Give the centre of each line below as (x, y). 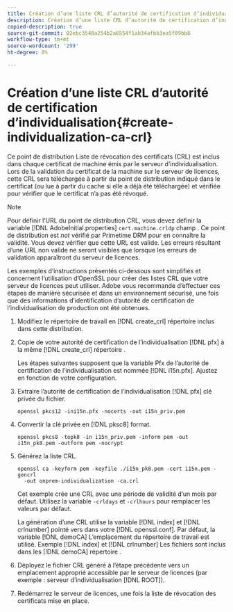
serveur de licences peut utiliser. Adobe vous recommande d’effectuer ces (114, 285)
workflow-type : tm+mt (38, 40)
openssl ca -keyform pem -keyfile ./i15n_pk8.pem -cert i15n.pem (113, 469)
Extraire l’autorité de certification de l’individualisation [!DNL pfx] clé (114, 391)
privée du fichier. (41, 398)
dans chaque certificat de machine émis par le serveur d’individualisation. (113, 163)
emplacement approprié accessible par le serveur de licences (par (112, 572)
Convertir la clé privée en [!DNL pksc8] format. (84, 424)
